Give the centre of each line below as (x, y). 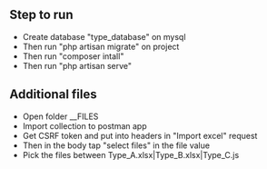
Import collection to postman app (84, 125)
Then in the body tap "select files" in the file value (116, 145)
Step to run (41, 15)
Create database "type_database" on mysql (104, 36)
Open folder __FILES (60, 116)
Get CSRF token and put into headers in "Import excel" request (140, 135)
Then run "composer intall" (73, 56)
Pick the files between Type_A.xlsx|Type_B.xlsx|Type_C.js (131, 154)
